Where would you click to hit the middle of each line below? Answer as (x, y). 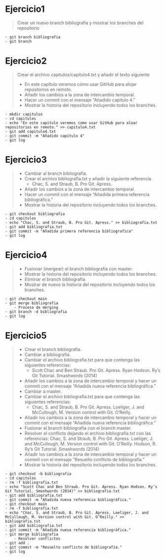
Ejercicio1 (25, 9)
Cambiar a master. (43, 391)
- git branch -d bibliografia (36, 312)
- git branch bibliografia (33, 37)
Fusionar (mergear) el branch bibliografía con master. (79, 269)
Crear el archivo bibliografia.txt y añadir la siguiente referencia (88, 178)
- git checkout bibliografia (35, 214)
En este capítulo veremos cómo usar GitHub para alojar (81, 84)
